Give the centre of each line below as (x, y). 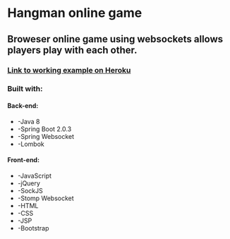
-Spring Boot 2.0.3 (44, 129)
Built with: (25, 89)
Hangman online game (75, 13)
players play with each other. (72, 50)
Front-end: (24, 160)
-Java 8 (29, 121)
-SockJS (30, 190)
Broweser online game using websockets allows (115, 39)
